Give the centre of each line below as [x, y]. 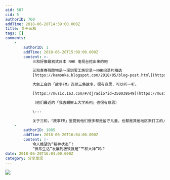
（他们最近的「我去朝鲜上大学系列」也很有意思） [76, 102]
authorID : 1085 [39, 130]
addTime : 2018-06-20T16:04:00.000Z [61, 135]
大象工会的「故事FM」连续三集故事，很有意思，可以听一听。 [86, 84]
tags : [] [14, 33]
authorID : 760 [20, 19]
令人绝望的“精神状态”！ [53, 144]
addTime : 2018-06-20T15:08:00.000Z [61, 52]
